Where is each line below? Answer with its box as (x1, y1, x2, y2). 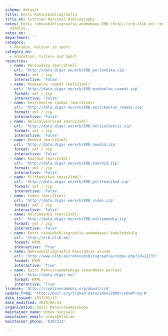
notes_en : (5, 30, 26, 35)
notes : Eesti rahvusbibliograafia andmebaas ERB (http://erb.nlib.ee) (5, 21, 155, 26)
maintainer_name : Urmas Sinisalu (5, 309, 75, 314)
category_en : (5, 49, 32, 54)
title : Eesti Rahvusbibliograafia (5, 12, 77, 17)
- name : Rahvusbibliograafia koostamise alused (9, 249, 111, 254)
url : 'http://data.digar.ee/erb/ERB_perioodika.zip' (14, 68, 126, 73)
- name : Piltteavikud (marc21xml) (9, 174, 81, 180)
